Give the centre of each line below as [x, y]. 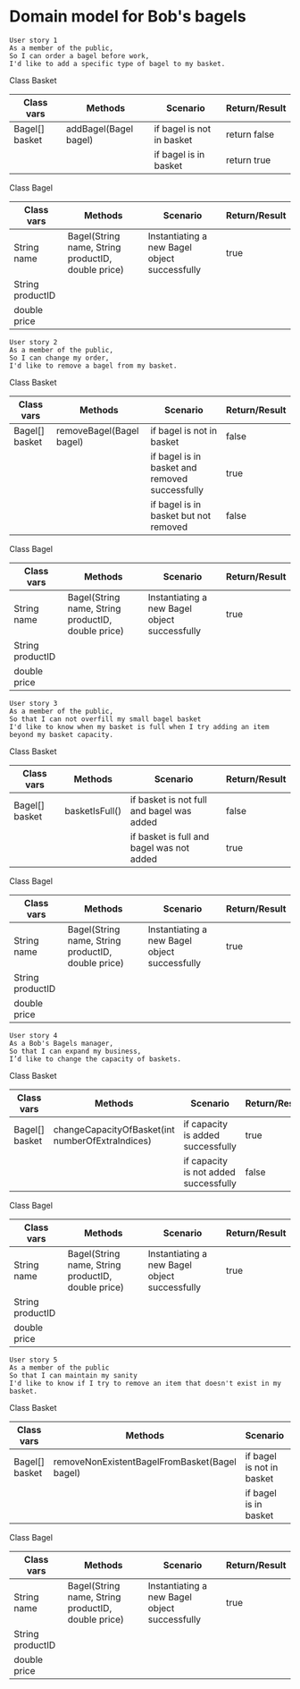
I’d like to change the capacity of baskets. [95, 1059]
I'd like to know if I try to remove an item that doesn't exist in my [145, 1383]
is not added [210, 1172]
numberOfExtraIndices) [102, 1141]
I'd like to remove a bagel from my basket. [93, 365]
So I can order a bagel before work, [79, 55]
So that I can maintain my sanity [74, 1375]
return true [249, 160]
